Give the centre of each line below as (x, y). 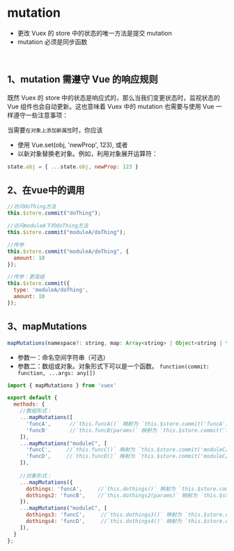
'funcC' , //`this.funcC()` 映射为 (80, 450)
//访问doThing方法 (32, 207)
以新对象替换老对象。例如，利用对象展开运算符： (87, 153)
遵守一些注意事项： (40, 115)
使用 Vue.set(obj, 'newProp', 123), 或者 (72, 145)
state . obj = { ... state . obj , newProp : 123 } (73, 167)
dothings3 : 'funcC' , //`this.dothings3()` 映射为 (104, 515)
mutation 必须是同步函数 (52, 42)
